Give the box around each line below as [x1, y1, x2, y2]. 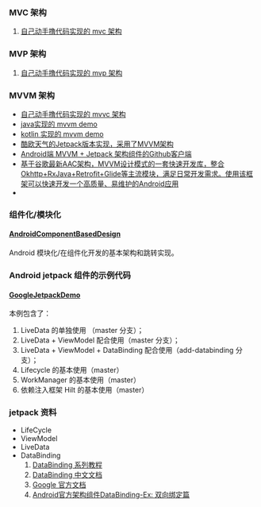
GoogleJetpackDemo [9, 290, 81, 300]
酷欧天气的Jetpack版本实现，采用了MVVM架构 [20, 139, 174, 149]
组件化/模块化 [9, 209, 62, 220]
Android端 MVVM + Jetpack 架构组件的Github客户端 [20, 149, 193, 158]
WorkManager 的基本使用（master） [20, 375, 141, 385]
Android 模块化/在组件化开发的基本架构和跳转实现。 [9, 248, 178, 257]
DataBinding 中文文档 [32, 470, 102, 480]
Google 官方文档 [32, 480, 86, 490]
